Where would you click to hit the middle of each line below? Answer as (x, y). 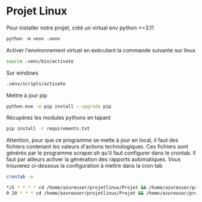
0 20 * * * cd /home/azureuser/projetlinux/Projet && (75, 194)
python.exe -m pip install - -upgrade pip (59, 106)
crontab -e (20, 177)
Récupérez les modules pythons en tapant (59, 118)
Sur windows (23, 73)
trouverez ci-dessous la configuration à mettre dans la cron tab (84, 166)
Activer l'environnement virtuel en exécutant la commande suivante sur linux (101, 50)
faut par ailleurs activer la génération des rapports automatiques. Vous (93, 159)
